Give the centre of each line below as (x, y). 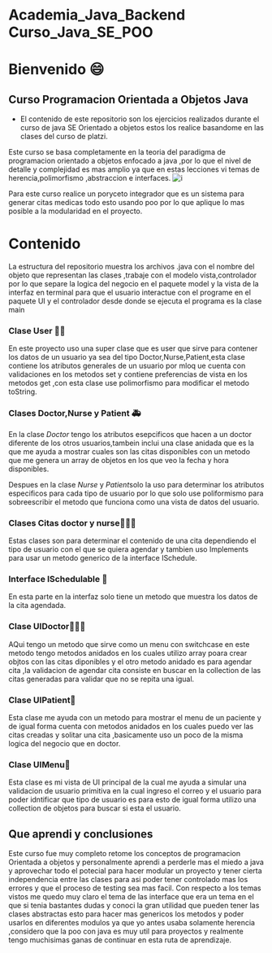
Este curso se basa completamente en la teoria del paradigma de (117, 152)
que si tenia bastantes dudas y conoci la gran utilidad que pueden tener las (134, 906)
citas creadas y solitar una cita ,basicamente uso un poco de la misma (126, 735)
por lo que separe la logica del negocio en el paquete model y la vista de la (134, 284)
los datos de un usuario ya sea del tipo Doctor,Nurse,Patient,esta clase (127, 357)
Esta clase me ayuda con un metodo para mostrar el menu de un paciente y (135, 717)
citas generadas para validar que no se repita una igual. (101, 679)
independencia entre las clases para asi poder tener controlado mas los (128, 880)
